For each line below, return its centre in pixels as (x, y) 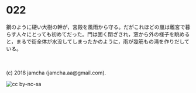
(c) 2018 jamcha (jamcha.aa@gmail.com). (56, 73)
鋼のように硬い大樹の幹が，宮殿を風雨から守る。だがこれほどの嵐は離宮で (96, 27)
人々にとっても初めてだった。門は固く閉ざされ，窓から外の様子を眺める (103, 34)
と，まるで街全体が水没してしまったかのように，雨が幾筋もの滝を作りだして (98, 41)
